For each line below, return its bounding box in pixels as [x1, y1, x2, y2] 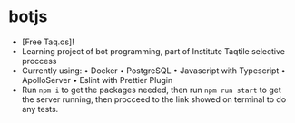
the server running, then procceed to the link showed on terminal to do [21, 93, 287, 105]
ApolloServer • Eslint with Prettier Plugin [21, 74, 173, 85]
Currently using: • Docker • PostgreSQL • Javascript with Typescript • [21, 65, 287, 76]
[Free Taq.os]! [21, 36, 74, 47]
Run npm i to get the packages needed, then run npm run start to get [21, 84, 282, 95]
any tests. [21, 103, 59, 114]
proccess [21, 55, 57, 66]
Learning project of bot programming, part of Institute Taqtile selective [21, 45, 285, 56]
